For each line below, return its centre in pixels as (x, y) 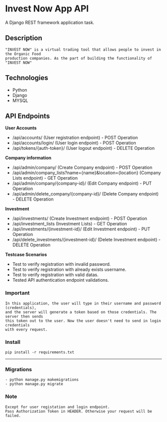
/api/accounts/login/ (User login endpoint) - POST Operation (74, 143)
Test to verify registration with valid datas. (55, 275)
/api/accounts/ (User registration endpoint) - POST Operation (75, 138)
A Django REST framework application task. (50, 22)
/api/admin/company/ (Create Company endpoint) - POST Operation (82, 168)
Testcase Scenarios (26, 255)
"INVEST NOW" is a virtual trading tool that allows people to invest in (83, 50)
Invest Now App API (47, 9)
